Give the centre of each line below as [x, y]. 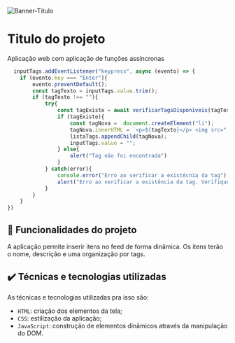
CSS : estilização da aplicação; [59, 318]
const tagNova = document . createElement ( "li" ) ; [142, 123]
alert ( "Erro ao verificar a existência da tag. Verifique [143, 182]
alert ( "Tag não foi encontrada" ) [119, 156]
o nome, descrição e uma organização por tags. [76, 254]
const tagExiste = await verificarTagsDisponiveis [133, 111]
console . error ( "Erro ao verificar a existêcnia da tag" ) [142, 175]
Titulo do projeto [56, 39]
